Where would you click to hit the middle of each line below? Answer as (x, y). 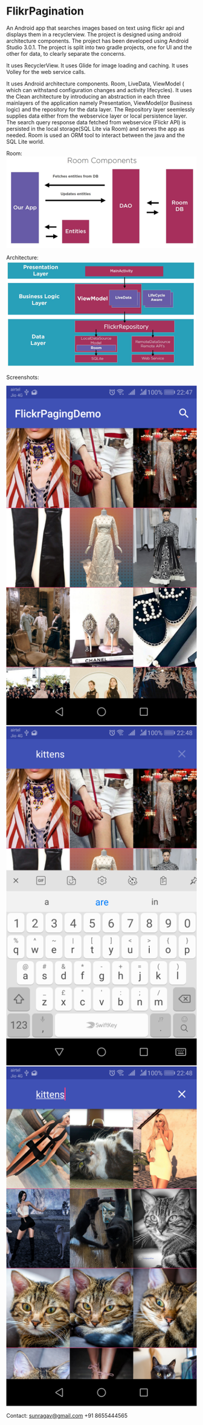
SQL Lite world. (25, 141)
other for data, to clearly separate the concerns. (66, 53)
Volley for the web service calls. (46, 72)
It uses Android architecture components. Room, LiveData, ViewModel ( (95, 84)
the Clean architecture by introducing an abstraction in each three (88, 96)
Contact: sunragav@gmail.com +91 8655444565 (67, 1415)
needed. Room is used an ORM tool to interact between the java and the (96, 135)
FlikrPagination (45, 11)
